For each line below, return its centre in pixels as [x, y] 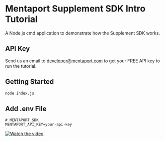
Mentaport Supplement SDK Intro [75, 9]
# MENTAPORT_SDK [22, 120]
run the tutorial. [21, 66]
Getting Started [30, 82]
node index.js [20, 93]
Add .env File [26, 108]
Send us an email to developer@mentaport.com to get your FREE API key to [82, 61]
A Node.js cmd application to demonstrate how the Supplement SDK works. [82, 33]
